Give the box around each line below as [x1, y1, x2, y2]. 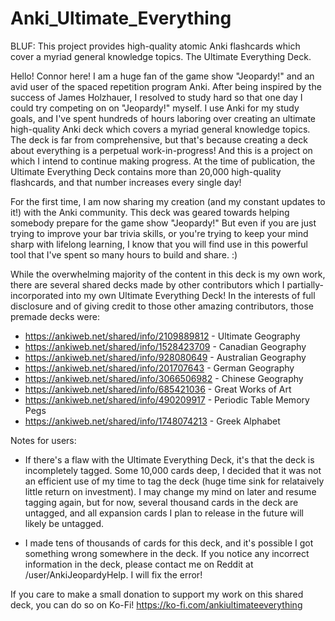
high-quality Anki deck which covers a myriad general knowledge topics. [10, 123, 311, 135]
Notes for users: [10, 434, 77, 446]
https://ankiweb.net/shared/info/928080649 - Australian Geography [24, 351, 307, 363]
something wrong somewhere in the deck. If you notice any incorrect [24, 547, 310, 559]
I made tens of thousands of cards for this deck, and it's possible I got [24, 537, 314, 549]
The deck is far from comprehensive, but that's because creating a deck [10, 133, 308, 146]
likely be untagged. [24, 517, 105, 529]
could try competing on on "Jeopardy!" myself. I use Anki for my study [10, 102, 300, 114]
